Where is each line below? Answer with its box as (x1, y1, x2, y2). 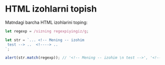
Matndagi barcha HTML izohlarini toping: (5, 19, 88, 25)
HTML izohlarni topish (5, 3, 97, 15)
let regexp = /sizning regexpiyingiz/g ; (5, 29, 89, 33)
